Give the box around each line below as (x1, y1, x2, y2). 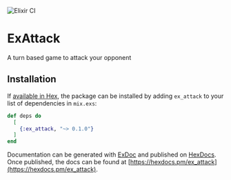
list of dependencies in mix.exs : (7, 99, 97, 107)
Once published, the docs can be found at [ (7, 158, 131, 166)
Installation (7, 73, 57, 86)
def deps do (7, 112, 41, 119)
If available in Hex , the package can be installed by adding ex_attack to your (7, 92, 224, 100)
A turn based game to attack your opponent (7, 53, 132, 61)
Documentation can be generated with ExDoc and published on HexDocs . (7, 150, 217, 159)
